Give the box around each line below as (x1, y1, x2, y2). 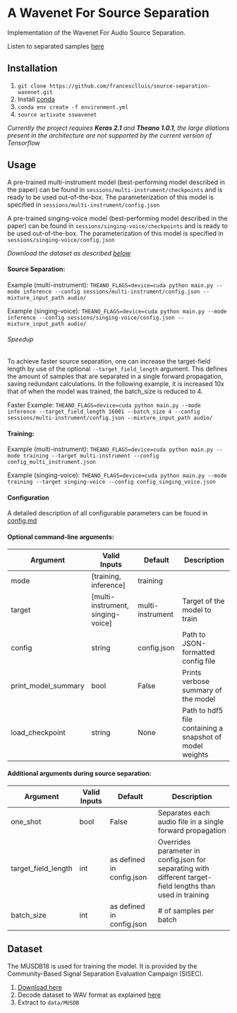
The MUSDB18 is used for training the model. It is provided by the (7, 961, 197, 970)
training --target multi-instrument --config (23, 452, 159, 460)
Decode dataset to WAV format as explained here (17, 990, 161, 999)
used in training (157, 889, 209, 899)
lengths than (174, 881, 216, 891)
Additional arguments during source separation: (7, 769, 152, 778)
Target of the (182, 596, 225, 606)
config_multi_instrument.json (7, 459, 97, 466)
